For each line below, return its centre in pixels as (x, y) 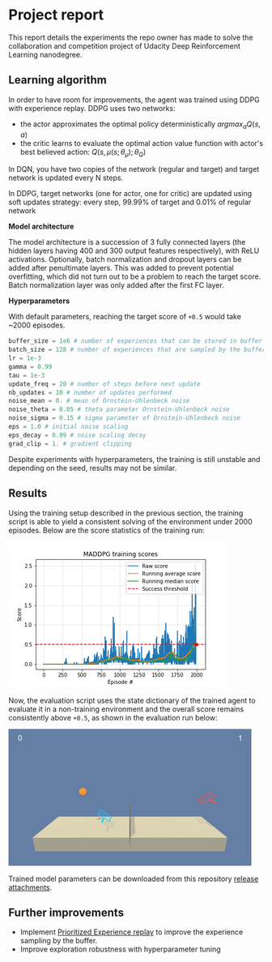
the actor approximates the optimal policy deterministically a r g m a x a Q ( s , (140, 125)
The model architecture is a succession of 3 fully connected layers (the (127, 242)
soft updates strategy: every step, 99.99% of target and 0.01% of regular (130, 202)
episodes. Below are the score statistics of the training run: (106, 530)
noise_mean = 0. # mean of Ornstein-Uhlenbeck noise (99, 401)
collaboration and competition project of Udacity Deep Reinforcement (124, 45)
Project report (56, 15)
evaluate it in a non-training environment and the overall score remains (126, 709)
